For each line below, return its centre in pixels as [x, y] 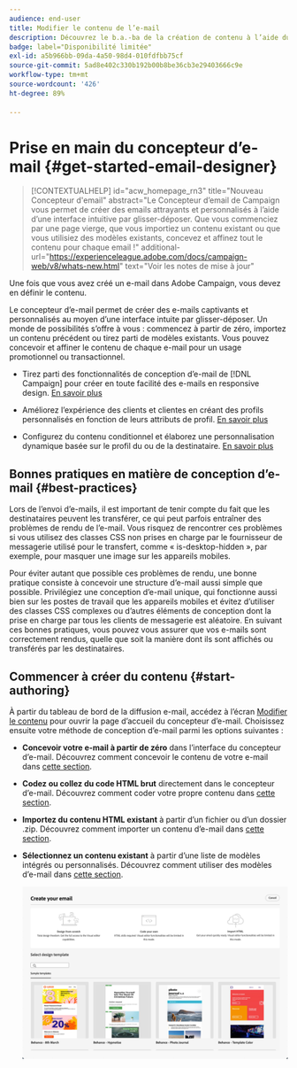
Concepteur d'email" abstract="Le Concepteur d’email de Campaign [155, 200]
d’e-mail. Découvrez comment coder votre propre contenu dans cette [148, 793]
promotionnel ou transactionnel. [67, 357]
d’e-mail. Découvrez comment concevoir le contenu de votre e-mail [145, 757]
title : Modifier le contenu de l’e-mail [85, 28]
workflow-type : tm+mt [49, 75]
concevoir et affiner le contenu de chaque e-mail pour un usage [126, 348]
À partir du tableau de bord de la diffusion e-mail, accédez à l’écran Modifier [148, 712]
